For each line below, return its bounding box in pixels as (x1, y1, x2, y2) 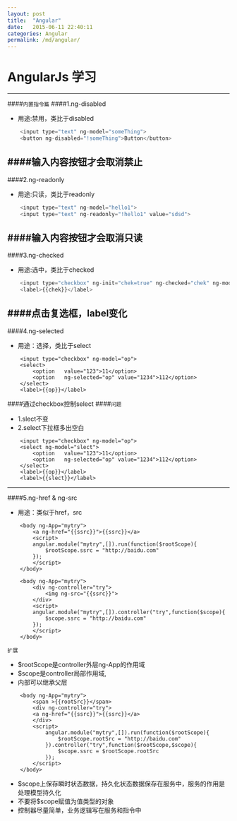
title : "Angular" (7, 17, 61, 24)
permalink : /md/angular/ (7, 37, 80, 44)
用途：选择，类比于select (17, 341, 92, 349)
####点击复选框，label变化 (7, 308, 128, 320)
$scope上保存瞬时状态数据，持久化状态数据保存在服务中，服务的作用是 (17, 779, 226, 788)
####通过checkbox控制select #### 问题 (7, 400, 122, 408)
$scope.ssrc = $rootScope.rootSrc (57, 748, 159, 755)
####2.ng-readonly (7, 175, 65, 184)
